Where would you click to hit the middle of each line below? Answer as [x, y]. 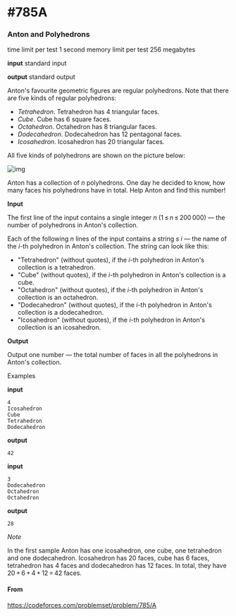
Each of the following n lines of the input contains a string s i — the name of [117, 239]
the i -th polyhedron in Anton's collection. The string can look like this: [108, 246]
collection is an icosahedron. [59, 327]
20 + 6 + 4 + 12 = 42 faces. [45, 573]
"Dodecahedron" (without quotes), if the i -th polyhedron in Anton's [115, 305]
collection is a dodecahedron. [61, 313]
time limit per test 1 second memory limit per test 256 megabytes [101, 49]
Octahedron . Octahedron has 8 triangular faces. [87, 127]
